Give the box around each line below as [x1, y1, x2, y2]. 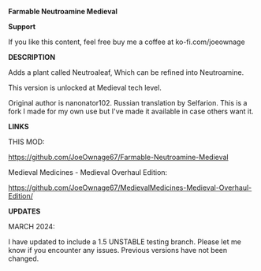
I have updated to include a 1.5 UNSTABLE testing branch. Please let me [8, 237, 242, 247]
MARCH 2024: [8, 222, 55, 231]
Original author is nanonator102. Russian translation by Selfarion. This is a [8, 98, 248, 107]
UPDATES [8, 206, 41, 216]
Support [8, 22, 36, 31]
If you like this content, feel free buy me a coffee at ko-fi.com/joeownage [8, 37, 246, 46]
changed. [8, 254, 39, 263]
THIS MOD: [8, 137, 45, 147]
